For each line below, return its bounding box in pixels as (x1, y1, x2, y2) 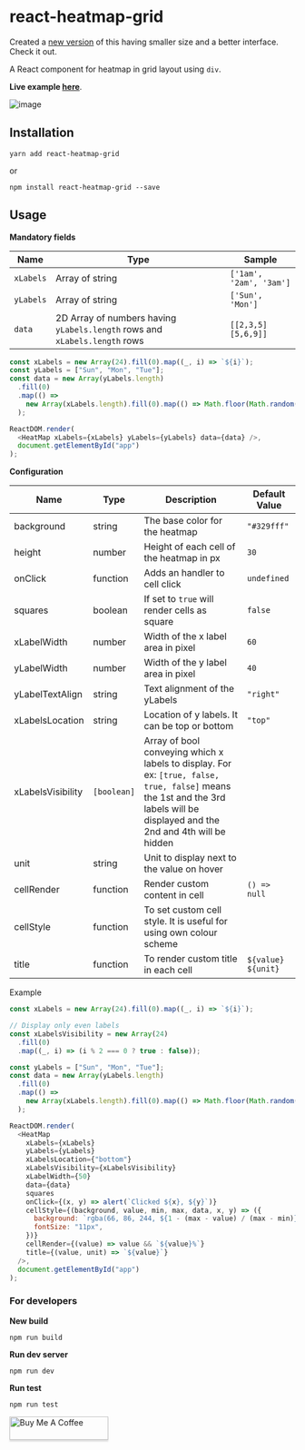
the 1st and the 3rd (143, 792, 226, 804)
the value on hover (143, 863, 224, 875)
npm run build (9, 1333, 64, 1342)
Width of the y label (143, 656, 227, 669)
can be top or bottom (143, 720, 234, 733)
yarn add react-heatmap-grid (9, 149, 120, 158)
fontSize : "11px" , (33, 1223, 103, 1232)
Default (252, 488, 286, 500)
